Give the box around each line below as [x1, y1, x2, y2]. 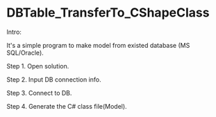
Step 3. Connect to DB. [6, 89, 72, 97]
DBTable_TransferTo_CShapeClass [6, 5, 210, 21]
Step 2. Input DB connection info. [6, 75, 101, 84]
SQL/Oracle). [6, 48, 44, 57]
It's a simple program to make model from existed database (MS [6, 41, 190, 49]
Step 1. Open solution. [6, 62, 69, 70]
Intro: [6, 28, 22, 36]
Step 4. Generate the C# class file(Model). [6, 102, 127, 110]
